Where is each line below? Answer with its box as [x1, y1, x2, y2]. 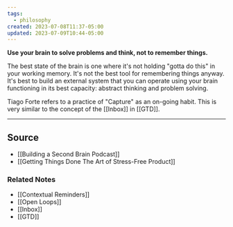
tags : [7, 10, 23, 17]
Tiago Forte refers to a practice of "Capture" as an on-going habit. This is [7, 98, 217, 106]
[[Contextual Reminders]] [17, 190, 90, 199]
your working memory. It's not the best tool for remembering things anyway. [7, 69, 225, 78]
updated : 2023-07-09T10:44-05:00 [7, 29, 104, 37]
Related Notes [7, 174, 56, 184]
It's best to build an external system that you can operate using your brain [7, 77, 218, 85]
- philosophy [13, 17, 51, 24]
